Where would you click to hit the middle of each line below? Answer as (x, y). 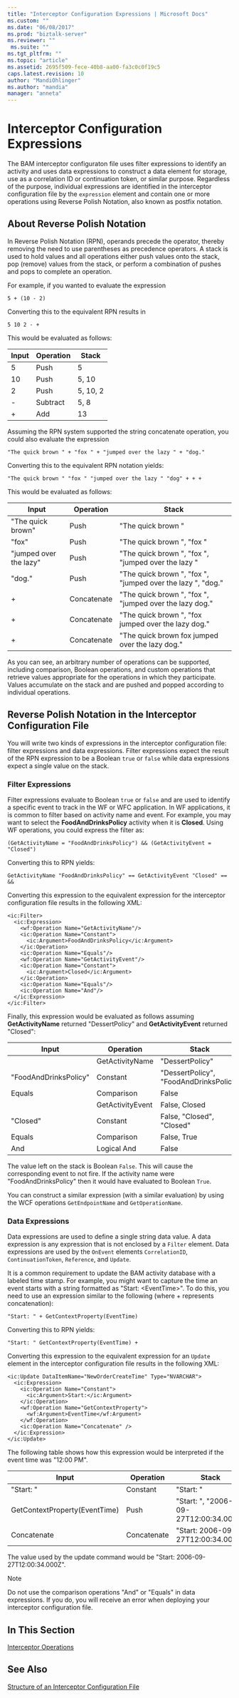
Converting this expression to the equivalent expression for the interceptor (116, 895)
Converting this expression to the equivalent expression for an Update (109, 1356)
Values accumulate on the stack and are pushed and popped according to (116, 685)
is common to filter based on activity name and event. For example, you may (119, 814)
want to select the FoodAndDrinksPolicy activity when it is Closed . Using (116, 822)
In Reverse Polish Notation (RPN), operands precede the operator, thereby (116, 241)
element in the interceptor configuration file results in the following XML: (113, 1364)
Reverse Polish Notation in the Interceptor (102, 715)
